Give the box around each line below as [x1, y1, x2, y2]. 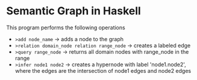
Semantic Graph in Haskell [6, 4, 142, 18]
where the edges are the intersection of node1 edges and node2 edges [14, 67, 192, 74]
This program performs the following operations [6, 24, 125, 31]
